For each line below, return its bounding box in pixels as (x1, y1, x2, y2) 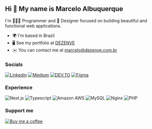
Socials (5, 61, 23, 68)
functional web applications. (5, 23, 62, 29)
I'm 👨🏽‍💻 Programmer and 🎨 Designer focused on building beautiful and (5, 17, 147, 23)
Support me (5, 107, 34, 114)
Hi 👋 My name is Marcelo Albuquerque (5, 5, 123, 13)
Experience (5, 84, 33, 91)
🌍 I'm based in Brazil (12, 32, 55, 38)
